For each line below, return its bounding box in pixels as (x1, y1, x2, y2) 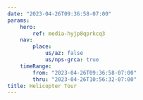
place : (32, 43, 52, 50)
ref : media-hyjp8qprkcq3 (32, 30, 106, 37)
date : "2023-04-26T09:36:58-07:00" (7, 10, 112, 18)
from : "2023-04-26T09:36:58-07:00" (32, 69, 137, 76)
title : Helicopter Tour (7, 82, 77, 89)
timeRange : (20, 63, 52, 70)
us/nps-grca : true (44, 56, 99, 63)
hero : (20, 23, 37, 30)
